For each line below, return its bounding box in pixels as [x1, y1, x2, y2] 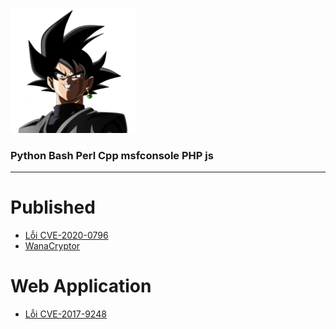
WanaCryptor [24, 240, 81, 252]
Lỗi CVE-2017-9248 [24, 308, 107, 320]
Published [10, 196, 96, 219]
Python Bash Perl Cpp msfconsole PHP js [10, 148, 214, 162]
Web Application [10, 275, 152, 298]
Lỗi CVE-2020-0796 [24, 229, 109, 242]
